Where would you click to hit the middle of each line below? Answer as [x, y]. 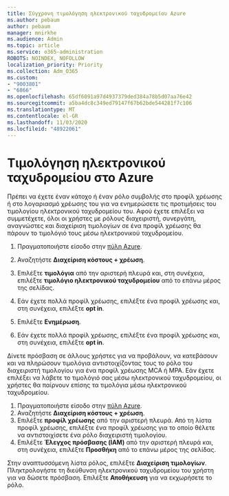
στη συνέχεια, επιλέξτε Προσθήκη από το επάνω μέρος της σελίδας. [117, 450]
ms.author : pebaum [33, 20]
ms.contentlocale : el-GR [43, 116]
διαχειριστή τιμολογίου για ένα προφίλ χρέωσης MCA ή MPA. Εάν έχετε [111, 371]
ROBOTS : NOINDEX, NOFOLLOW [46, 59]
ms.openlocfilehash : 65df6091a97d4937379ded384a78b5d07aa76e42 [100, 97]
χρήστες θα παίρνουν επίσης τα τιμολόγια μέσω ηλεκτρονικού [97, 385]
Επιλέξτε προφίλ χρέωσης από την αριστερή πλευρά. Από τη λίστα [114, 420]
